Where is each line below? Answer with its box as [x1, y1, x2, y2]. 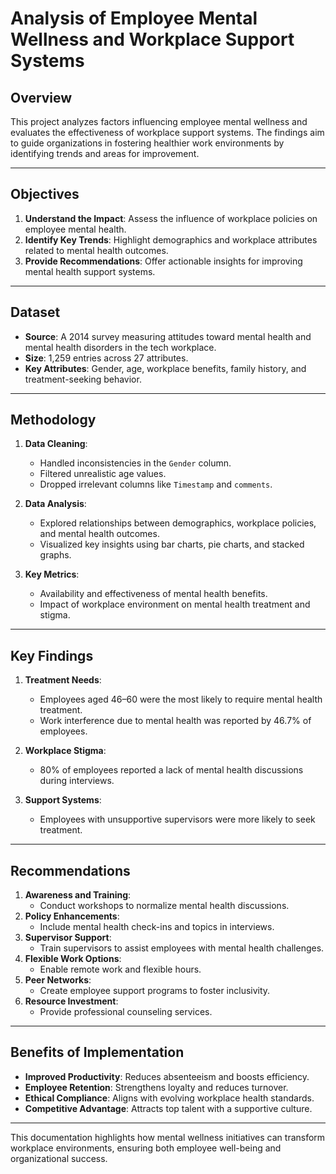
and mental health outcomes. [39, 528, 160, 540]
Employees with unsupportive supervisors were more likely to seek [39, 813, 316, 826]
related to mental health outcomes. [24, 244, 169, 256]
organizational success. [10, 1152, 108, 1164]
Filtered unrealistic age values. [39, 468, 167, 480]
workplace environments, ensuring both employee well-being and [10, 1142, 282, 1154]
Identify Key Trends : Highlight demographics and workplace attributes [24, 233, 318, 246]
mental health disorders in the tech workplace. [24, 341, 217, 353]
